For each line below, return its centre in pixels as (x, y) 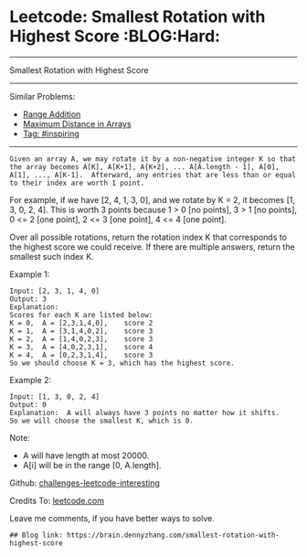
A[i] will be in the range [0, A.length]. (92, 465)
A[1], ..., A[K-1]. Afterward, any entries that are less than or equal (153, 175)
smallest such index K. (52, 256)
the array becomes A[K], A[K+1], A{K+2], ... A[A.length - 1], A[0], (145, 166)
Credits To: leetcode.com (57, 500)
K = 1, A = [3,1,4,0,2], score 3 (81, 331)
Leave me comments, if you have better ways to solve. (112, 518)
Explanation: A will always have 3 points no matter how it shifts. (145, 412)
